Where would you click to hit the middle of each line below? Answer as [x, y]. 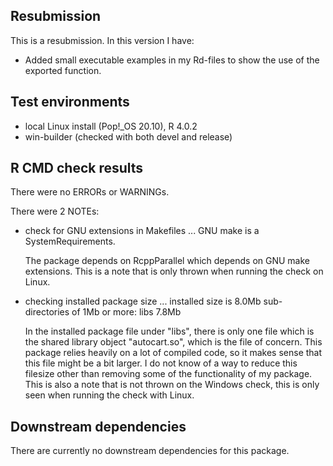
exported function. [63, 70]
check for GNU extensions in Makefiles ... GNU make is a [142, 231]
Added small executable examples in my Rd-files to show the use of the [172, 60]
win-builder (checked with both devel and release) [128, 136]
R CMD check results [77, 168]
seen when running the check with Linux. [109, 395]
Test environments [70, 102]
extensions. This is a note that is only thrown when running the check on [174, 271]
